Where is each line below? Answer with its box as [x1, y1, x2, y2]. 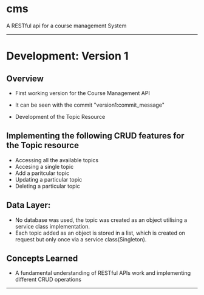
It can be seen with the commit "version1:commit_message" [15, 101, 165, 108]
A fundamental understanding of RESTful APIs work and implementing [15, 269, 191, 277]
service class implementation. [15, 222, 90, 230]
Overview [6, 73, 44, 84]
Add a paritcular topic [15, 169, 70, 177]
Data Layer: [6, 200, 51, 210]
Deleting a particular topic [15, 182, 80, 190]
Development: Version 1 [6, 49, 129, 63]
